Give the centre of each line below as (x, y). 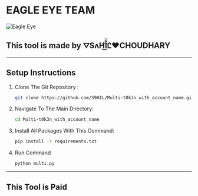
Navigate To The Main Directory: (54, 109)
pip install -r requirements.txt (56, 141)
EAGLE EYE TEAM (51, 10)
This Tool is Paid (37, 187)
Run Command (33, 153)
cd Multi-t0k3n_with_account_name (57, 120)
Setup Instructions (41, 73)
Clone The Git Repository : (47, 87)
